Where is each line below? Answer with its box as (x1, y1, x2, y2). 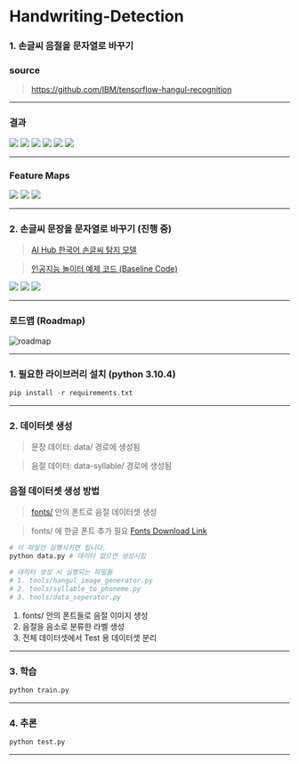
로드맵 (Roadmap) (9, 314, 86, 327)
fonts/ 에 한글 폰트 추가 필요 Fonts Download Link (30, 525, 207, 536)
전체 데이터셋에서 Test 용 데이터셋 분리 (21, 632, 158, 643)
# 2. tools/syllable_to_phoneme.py (9, 584, 141, 593)
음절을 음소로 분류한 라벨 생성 (21, 621, 125, 631)
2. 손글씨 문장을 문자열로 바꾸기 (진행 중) (9, 223, 172, 235)
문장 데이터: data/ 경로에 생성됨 (30, 442, 141, 452)
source (9, 64, 41, 77)
